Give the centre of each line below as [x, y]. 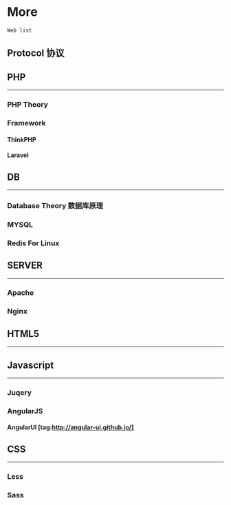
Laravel [18, 155]
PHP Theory [27, 105]
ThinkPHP [22, 139]
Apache [21, 293]
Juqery [20, 392]
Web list [20, 30]
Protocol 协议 [36, 53]
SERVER [25, 266]
